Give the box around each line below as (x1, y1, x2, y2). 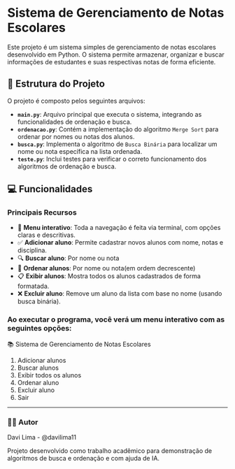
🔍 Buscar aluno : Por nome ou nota (17, 254, 120, 263)
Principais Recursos (7, 208, 77, 217)
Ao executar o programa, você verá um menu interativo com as (7, 315, 225, 324)
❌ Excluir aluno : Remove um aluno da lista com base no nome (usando (17, 289, 222, 298)
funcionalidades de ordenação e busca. (17, 117, 132, 126)
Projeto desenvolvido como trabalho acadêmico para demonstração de (7, 447, 212, 455)
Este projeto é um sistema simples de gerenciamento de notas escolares (7, 43, 217, 51)
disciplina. (17, 246, 48, 254)
